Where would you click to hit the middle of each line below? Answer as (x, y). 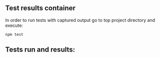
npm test (14, 34)
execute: (14, 25)
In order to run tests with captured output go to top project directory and (80, 20)
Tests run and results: (40, 50)
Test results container (41, 8)
